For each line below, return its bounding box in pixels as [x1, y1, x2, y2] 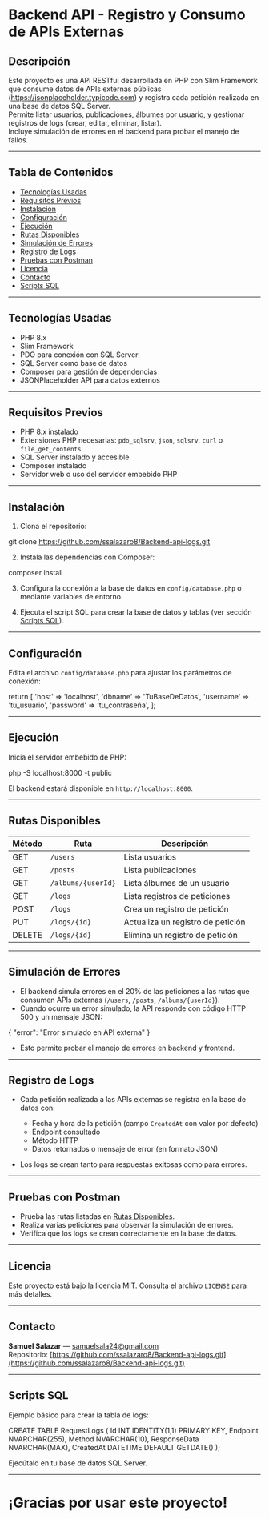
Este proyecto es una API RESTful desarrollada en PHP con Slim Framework [8, 76, 258, 85]
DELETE [12, 929, 42, 940]
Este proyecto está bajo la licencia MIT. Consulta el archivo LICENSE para [8, 1281, 247, 1290]
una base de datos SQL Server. [8, 102, 111, 110]
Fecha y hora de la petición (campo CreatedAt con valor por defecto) [31, 1119, 259, 1128]
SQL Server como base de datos [19, 358, 128, 367]
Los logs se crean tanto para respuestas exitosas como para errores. [19, 1160, 247, 1169]
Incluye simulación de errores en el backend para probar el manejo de [8, 126, 239, 136]
